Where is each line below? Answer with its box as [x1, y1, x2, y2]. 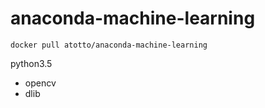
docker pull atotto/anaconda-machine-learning [10, 40, 208, 50]
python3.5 [10, 57, 53, 69]
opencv [24, 77, 57, 89]
